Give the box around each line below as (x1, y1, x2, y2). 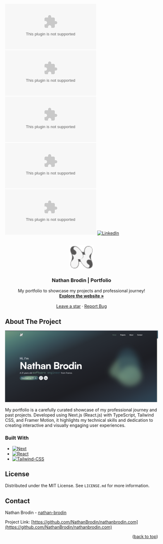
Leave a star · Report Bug (56, 304, 107, 309)
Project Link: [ (5, 519, 33, 525)
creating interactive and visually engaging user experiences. (5, 422, 126, 428)
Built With (5, 434, 29, 441)
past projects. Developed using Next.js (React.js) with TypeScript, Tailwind (5, 412, 154, 418)
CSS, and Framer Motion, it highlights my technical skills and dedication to (5, 417, 153, 423)
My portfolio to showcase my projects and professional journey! (17, 288, 146, 294)
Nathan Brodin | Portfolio (51, 277, 112, 284)
